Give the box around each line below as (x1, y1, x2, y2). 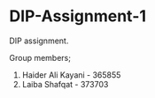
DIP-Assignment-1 (9, 6, 147, 26)
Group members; (9, 52, 71, 63)
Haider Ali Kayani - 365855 (21, 69, 121, 80)
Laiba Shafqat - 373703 (21, 79, 109, 89)
